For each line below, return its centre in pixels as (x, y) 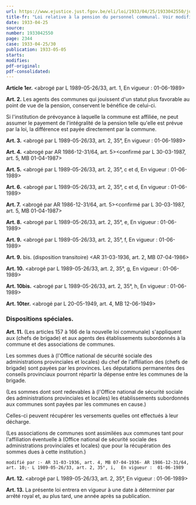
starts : (15, 55)
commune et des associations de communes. (61, 344)
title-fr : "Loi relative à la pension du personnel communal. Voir (90, 17)
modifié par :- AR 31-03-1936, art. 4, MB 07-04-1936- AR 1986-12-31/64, (98, 462)
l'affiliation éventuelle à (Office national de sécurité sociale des (82, 439)
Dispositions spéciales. (40, 319)
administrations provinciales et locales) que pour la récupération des (88, 445)
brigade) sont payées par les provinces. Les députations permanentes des (95, 368)
